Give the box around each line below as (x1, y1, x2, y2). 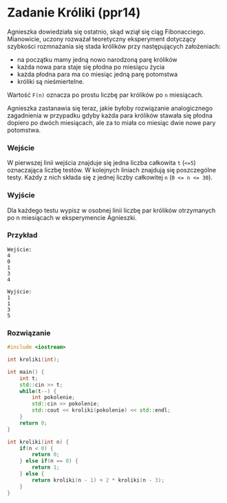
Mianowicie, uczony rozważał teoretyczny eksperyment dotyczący (7, 34, 196, 43)
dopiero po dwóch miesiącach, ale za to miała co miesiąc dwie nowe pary (7, 118, 216, 126)
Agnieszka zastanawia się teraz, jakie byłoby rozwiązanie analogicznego (7, 104, 213, 112)
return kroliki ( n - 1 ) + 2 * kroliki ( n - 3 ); (32, 476, 165, 484)
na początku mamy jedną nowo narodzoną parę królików (17, 55, 177, 63)
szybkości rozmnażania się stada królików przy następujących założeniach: (7, 42, 221, 50)
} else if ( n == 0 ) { (19, 458, 78, 465)
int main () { (7, 368, 45, 375)
